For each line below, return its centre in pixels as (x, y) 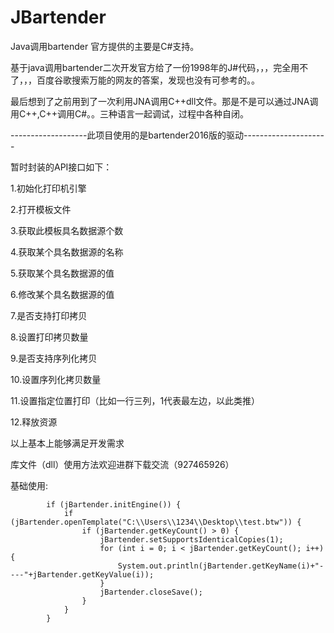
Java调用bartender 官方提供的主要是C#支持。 (105, 46)
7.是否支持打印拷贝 (49, 315)
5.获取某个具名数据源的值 (62, 273)
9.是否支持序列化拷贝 (54, 358)
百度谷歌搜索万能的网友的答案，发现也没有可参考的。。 (148, 80)
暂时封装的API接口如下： (61, 167)
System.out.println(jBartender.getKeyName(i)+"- (221, 566)
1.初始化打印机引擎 (48, 188)
